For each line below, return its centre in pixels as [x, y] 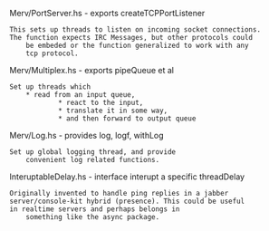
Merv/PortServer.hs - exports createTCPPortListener [107, 13]
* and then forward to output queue [127, 119]
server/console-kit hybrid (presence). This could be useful [127, 201]
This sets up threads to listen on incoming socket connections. [135, 30]
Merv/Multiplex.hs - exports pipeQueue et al [92, 70]
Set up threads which [50, 87]
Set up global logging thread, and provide [93, 152]
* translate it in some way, [113, 111]
